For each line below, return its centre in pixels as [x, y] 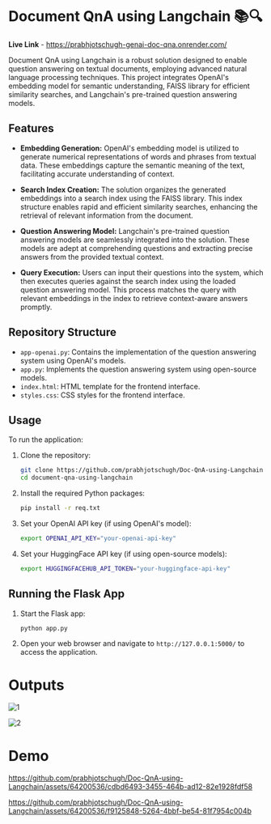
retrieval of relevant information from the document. [107, 215]
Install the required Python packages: [83, 493]
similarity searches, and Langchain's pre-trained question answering [123, 94]
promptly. [36, 307]
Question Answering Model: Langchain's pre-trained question [125, 231]
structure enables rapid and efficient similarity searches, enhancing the [139, 206]
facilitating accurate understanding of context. [97, 174]
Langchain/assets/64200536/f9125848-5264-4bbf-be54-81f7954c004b [130, 811]
